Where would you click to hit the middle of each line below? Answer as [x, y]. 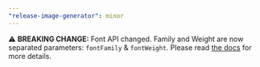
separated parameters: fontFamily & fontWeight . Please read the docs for [130, 47]
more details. [30, 56]
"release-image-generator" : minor [66, 16]
